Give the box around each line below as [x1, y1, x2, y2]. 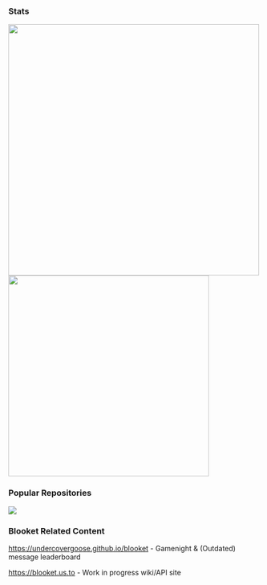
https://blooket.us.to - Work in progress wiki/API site [8, 567, 182, 577]
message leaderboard [8, 552, 82, 562]
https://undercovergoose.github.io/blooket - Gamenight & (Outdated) [8, 543, 237, 553]
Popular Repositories [8, 488, 92, 499]
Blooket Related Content [8, 525, 106, 536]
